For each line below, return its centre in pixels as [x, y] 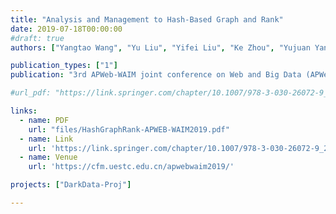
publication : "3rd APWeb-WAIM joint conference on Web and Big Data [156, 75]
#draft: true [37, 38]
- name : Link [46, 139]
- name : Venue [48, 157]
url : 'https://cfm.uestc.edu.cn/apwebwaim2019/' [131, 167]
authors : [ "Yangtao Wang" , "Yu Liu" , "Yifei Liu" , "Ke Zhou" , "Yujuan [160, 47]
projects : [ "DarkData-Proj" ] [71, 185]
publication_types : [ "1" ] [64, 66]
